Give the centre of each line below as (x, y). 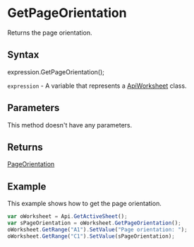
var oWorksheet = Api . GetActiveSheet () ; (68, 217)
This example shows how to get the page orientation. (85, 204)
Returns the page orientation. (50, 33)
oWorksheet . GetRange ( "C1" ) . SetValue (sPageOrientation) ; (91, 236)
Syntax (23, 55)
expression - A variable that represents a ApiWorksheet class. (97, 86)
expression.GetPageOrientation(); (56, 71)
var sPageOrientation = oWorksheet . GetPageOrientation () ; (94, 223)
